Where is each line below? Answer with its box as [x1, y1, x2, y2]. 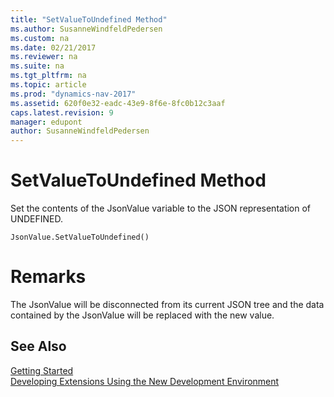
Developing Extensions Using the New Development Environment [10, 375, 280, 387]
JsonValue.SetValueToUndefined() [10, 232, 150, 243]
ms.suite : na [10, 61, 65, 71]
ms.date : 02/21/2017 [10, 42, 97, 53]
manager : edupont [10, 117, 83, 127]
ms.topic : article [10, 80, 87, 90]
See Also [10, 338, 67, 355]
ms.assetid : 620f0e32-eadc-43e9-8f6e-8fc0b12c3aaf [10, 98, 226, 108]
